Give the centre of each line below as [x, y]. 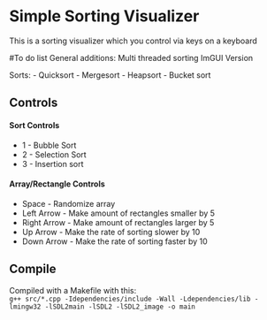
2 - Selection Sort [54, 154]
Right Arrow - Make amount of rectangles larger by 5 [118, 222]
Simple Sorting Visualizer [104, 16]
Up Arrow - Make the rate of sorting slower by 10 [111, 232]
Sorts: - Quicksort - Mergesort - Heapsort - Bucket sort [110, 75]
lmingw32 [25, 307]
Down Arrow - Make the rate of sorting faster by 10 [114, 241]
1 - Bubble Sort [49, 145]
